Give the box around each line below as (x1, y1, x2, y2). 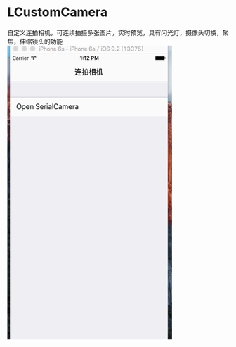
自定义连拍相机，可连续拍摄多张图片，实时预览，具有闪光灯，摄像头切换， (7, 28, 223, 37)
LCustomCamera (7, 4, 108, 20)
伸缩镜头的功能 (19, 37, 63, 46)
